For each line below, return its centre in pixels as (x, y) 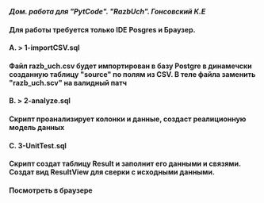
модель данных (37, 127)
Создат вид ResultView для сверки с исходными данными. (112, 172)
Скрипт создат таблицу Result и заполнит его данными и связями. (125, 164)
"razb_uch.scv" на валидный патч (68, 82)
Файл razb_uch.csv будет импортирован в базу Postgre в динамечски (130, 66)
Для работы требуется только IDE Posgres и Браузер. (102, 29)
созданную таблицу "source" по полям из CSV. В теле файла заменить (132, 74)
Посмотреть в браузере (51, 190)
